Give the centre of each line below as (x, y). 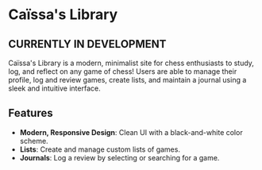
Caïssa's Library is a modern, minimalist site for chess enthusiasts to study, (131, 63)
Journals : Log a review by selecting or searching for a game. (119, 157)
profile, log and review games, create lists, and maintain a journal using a (127, 80)
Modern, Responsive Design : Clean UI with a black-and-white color (131, 132)
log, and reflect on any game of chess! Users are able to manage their (123, 71)
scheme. (34, 141)
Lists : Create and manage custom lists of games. (100, 149)
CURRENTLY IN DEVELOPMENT (87, 44)
